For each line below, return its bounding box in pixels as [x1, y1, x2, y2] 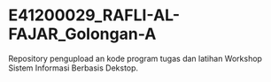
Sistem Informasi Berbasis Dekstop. [8, 63, 139, 73]
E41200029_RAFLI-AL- [8, 5, 181, 26]
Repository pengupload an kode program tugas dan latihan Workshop [8, 53, 263, 63]
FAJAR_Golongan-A [8, 24, 157, 44]
